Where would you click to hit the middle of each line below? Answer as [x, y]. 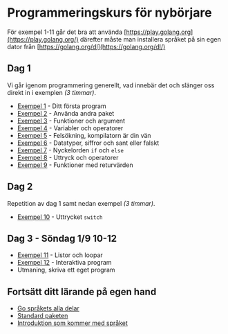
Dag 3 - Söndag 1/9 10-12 [62, 238]
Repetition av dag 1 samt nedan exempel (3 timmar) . [81, 203]
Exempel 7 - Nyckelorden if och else [70, 150]
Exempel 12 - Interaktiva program [64, 263]
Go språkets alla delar [48, 308]
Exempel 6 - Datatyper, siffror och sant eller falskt [88, 143]
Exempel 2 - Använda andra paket [66, 113]
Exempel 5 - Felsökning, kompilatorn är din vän [84, 135]
